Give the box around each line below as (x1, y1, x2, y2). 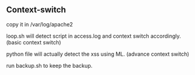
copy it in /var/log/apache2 (6, 20, 73, 28)
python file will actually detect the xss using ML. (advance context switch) (6, 50, 190, 58)
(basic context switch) (6, 38, 61, 46)
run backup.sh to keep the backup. (6, 62, 93, 69)
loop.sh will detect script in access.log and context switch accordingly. (6, 32, 181, 40)
